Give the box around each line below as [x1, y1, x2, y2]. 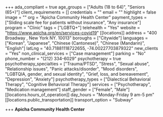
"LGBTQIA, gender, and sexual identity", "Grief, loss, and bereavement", [5, 71, 149, 77]
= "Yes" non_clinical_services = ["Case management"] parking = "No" [5, 50, 146, 56]
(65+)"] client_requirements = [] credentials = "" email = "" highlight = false [5, 9, 156, 15]
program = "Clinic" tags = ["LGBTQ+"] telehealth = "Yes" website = [5, 25, 140, 31]
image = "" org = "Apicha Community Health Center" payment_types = [5, 15, 147, 20]
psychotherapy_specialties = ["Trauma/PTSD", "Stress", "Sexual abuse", [5, 61, 150, 67]
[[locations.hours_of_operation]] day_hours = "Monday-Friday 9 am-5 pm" [5, 92, 155, 98]
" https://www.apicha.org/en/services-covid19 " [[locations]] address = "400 [5, 30, 157, 35]
